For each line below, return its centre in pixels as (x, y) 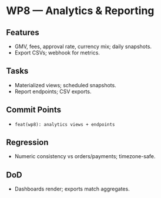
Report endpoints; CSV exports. (53, 91)
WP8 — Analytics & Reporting (80, 11)
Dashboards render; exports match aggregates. (72, 189)
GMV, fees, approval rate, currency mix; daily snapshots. (83, 46)
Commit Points (34, 110)
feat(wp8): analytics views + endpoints (65, 124)
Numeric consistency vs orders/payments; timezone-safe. (85, 156)
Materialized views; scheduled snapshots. (65, 85)
